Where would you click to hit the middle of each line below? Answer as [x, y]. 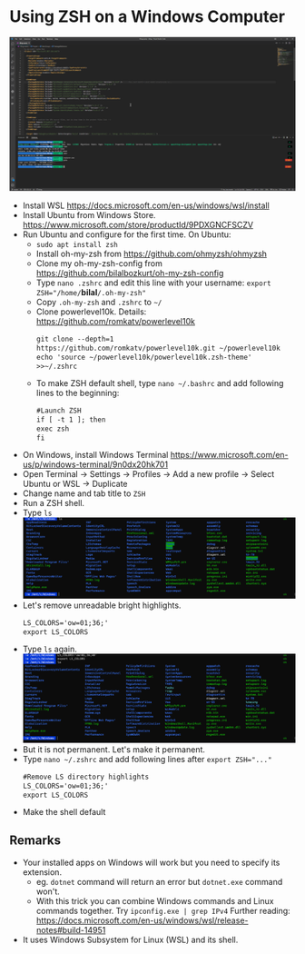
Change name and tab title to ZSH [84, 493]
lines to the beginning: [78, 393]
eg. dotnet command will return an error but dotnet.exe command [159, 881]
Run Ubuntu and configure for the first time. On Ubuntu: [127, 234]
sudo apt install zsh [77, 244]
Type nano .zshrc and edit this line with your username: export [153, 283]
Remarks [35, 841]
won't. [48, 891]
